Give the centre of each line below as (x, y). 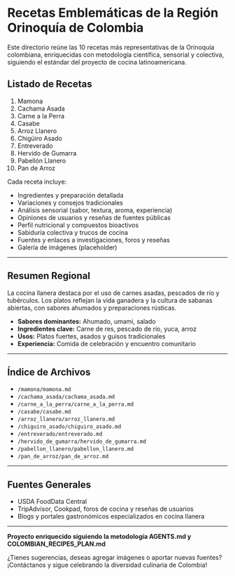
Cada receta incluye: (37, 181)
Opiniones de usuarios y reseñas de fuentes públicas (94, 217)
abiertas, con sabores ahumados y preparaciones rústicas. (92, 308)
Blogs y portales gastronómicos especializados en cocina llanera (111, 516)
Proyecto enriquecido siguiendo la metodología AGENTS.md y (99, 537)
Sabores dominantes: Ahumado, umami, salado (86, 321)
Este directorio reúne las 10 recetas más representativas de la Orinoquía (111, 47)
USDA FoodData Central (52, 502)
